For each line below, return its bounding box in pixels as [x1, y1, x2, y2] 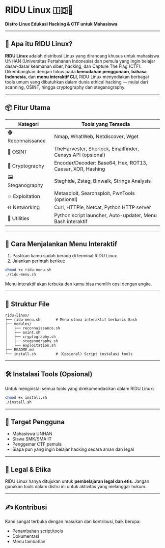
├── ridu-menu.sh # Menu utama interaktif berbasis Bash [5, 317, 137, 322]
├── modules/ [5, 321, 32, 326]
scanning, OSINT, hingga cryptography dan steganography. [5, 84, 126, 90]
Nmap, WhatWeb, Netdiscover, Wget [54, 133, 139, 140]
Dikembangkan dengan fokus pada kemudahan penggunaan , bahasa [5, 68, 147, 74]
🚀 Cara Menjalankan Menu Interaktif [5, 240, 117, 248]
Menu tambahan [12, 538, 46, 544]
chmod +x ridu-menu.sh [5, 268, 52, 273]
